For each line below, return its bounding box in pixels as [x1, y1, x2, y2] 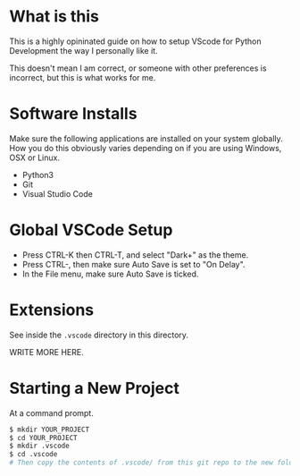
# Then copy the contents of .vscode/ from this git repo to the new [9, 458, 274, 467]
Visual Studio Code [21, 188, 94, 199]
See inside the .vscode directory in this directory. [9, 329, 189, 340]
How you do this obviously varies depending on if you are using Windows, [9, 142, 282, 153]
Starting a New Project [9, 378, 180, 398]
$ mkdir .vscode [9, 441, 70, 451]
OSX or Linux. [9, 152, 61, 163]
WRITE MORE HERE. [9, 346, 84, 357]
